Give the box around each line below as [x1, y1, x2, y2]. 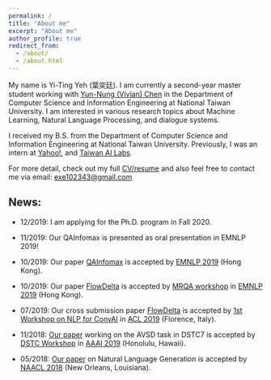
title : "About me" [8, 19, 70, 27]
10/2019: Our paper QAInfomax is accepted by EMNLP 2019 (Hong [19, 256, 241, 267]
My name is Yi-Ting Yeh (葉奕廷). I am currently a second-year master [8, 80, 242, 90]
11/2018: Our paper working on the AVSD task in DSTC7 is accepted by [19, 329, 256, 340]
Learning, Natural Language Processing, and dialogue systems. [8, 115, 220, 125]
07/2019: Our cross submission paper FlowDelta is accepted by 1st [19, 305, 243, 315]
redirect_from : [8, 42, 60, 50]
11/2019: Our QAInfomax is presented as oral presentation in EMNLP [19, 232, 247, 243]
